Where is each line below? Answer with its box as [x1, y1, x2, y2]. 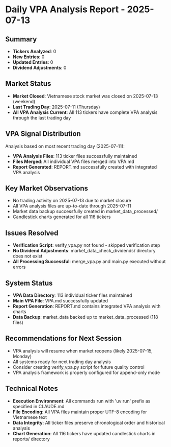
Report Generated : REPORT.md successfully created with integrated [12, 163, 157, 170]
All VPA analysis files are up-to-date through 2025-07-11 [12, 203, 131, 209]
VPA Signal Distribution [5, 129, 81, 138]
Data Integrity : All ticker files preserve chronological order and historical [12, 419, 165, 426]
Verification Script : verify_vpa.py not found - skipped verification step [12, 242, 160, 248]
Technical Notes [5, 384, 59, 393]
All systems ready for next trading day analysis [12, 359, 111, 365]
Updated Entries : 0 [12, 59, 53, 65]
